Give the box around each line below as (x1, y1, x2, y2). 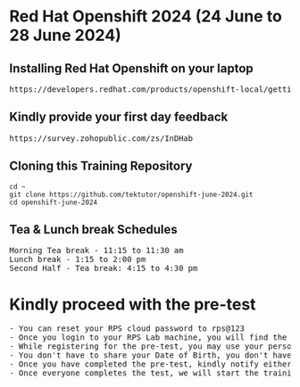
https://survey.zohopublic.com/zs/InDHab (9, 133, 194, 144)
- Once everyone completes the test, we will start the (9, 368, 259, 378)
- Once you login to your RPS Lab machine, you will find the (9, 333, 287, 342)
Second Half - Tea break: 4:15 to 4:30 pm (9, 263, 198, 274)
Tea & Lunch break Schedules (9, 222, 179, 237)
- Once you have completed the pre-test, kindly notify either (9, 359, 292, 369)
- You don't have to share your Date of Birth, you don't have (9, 350, 292, 360)
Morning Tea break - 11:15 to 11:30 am (9, 245, 184, 256)
